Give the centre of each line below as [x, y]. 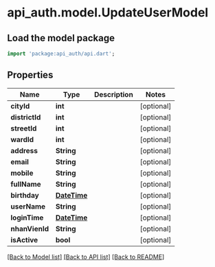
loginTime [27, 218]
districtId [26, 117]
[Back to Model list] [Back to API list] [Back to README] [86, 257]
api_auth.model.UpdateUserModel [108, 13]
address [24, 150]
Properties [30, 75]
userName [28, 206]
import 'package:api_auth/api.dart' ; [61, 54]
